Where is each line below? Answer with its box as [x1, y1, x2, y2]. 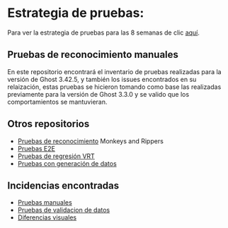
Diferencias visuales [17, 213, 77, 222]
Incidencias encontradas [7, 179, 120, 191]
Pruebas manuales [17, 198, 72, 207]
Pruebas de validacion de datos [17, 206, 110, 215]
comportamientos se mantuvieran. [7, 97, 108, 106]
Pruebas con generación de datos [17, 159, 117, 167]
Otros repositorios [7, 118, 90, 130]
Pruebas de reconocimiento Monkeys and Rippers [17, 136, 164, 145]
